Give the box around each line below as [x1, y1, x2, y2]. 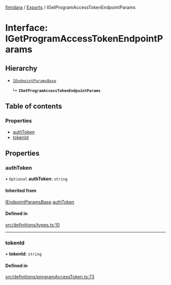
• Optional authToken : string [5, 176, 68, 182]
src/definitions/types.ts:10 [5, 221, 60, 228]
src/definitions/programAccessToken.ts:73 [5, 274, 95, 280]
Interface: [5, 22, 48, 34]
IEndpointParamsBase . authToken [5, 198, 75, 205]
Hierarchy [5, 64, 38, 73]
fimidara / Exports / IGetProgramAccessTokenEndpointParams [5, 5, 136, 10]
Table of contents [5, 102, 62, 111]
